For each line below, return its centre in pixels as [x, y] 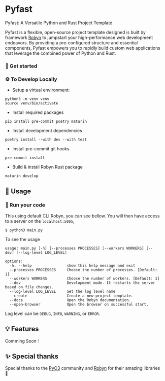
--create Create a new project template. [71, 296]
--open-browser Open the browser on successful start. [79, 304]
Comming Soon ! [22, 341]
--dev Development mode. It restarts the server [82, 283]
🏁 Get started [21, 66]
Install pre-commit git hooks [41, 149]
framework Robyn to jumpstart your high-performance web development [79, 37]
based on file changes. [30, 287]
